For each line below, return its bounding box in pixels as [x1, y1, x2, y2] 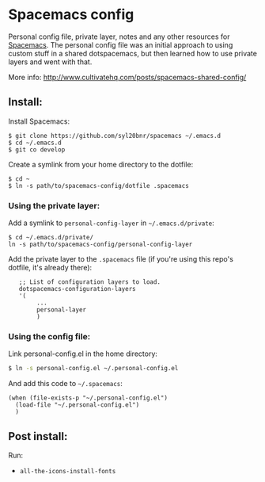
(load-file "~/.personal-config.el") [15, 401, 140, 409]
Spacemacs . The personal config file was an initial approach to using [8, 40, 233, 49]
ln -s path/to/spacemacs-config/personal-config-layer [8, 240, 193, 249]
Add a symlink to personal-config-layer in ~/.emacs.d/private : [8, 218, 215, 228]
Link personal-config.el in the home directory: [8, 349, 158, 358]
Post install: [8, 430, 68, 443]
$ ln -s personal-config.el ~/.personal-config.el [8, 365, 179, 373]
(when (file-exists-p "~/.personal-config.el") [8, 394, 168, 402]
